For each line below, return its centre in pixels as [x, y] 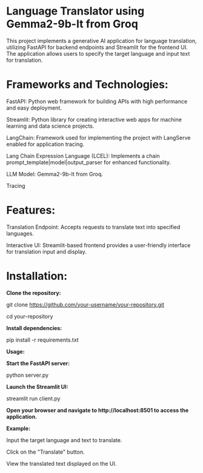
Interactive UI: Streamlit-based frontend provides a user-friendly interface [98, 245]
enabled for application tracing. [45, 144]
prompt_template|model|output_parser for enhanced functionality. [89, 162]
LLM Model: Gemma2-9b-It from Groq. [55, 174]
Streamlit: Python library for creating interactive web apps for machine [94, 119]
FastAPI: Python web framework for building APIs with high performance [97, 101]
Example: [18, 428]
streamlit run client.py [33, 399]
